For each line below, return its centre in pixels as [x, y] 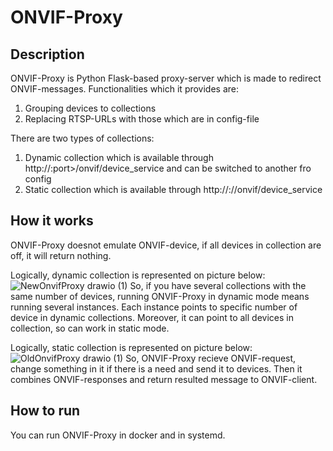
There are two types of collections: [82, 138]
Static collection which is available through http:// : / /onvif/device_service [173, 189]
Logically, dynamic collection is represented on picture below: [138, 275]
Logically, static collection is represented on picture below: [131, 347]
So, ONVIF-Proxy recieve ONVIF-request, [211, 358]
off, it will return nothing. [61, 255]
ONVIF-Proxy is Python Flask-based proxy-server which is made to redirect [166, 78]
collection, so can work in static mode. [90, 328]
